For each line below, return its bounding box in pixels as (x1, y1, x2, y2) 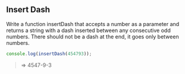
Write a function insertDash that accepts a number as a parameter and (6, 20, 180, 27)
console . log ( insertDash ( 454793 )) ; (6, 50, 92, 57)
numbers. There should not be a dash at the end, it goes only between (6, 33, 179, 40)
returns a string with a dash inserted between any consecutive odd (6, 27, 171, 34)
